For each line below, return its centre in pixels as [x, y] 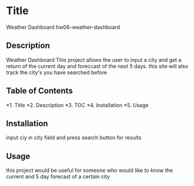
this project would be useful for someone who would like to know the [90, 170]
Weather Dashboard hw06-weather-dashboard [63, 27]
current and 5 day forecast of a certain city [58, 177]
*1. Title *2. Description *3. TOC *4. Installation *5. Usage [77, 105]
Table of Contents [40, 91]
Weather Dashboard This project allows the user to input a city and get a [94, 59]
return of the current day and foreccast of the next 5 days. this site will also [97, 66]
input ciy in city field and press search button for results [74, 138]
